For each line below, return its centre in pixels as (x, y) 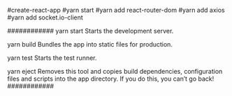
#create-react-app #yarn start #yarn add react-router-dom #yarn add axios (116, 10)
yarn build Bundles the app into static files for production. (90, 44)
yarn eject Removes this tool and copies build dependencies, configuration (115, 71)
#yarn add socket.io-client (45, 17)
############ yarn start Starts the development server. (90, 31)
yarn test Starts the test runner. (52, 58)
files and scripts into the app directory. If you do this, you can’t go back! (111, 79)
